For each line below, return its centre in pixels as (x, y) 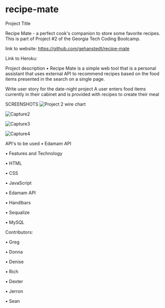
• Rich (12, 271)
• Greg (12, 242)
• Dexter (14, 281)
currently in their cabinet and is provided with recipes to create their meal (82, 94)
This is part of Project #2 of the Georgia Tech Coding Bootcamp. (73, 39)
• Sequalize (18, 212)
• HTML (13, 163)
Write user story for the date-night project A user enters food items (76, 89)
